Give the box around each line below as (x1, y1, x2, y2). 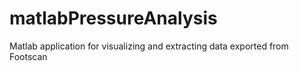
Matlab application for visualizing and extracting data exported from (9, 40, 289, 52)
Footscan (9, 50, 48, 62)
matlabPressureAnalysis (9, 7, 218, 30)
